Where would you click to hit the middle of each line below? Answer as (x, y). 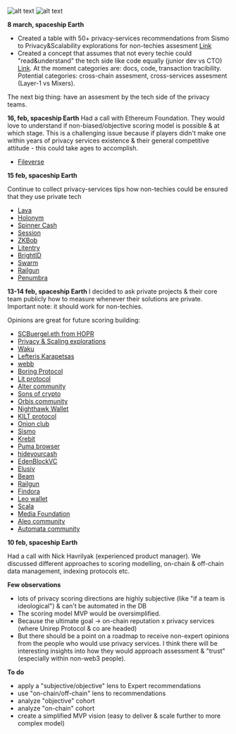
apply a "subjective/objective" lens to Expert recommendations (109, 686)
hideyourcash (37, 454)
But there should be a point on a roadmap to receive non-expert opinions (123, 636)
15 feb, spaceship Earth (42, 175)
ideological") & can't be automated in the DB (82, 606)
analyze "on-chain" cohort (56, 708)
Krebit (26, 439)
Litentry (29, 248)
